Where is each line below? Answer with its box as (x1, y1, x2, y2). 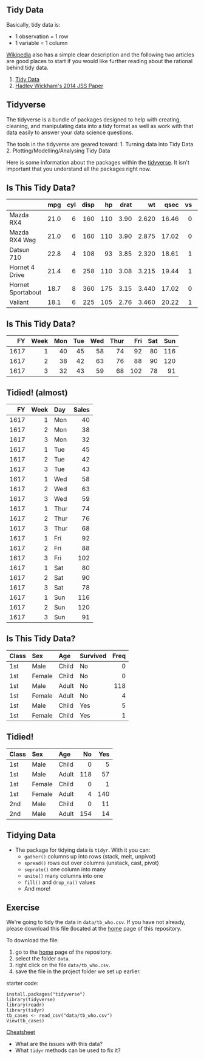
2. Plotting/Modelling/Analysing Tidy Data (6, 147, 110, 154)
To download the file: (6, 937, 59, 944)
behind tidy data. (6, 64, 49, 71)
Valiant (9, 298, 29, 307)
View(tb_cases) (6, 1018, 45, 1024)
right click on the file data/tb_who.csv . (15, 962, 110, 969)
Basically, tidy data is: (6, 21, 61, 28)
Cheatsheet (6, 1028, 35, 1036)
